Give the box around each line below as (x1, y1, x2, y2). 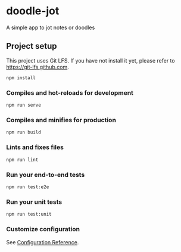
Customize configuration (6, 225, 80, 234)
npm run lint (6, 157, 39, 163)
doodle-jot (6, 4, 60, 18)
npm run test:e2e (6, 183, 49, 190)
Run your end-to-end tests (6, 170, 85, 179)
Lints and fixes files (6, 143, 64, 151)
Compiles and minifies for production (6, 116, 116, 124)
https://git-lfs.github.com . (6, 63, 70, 70)
